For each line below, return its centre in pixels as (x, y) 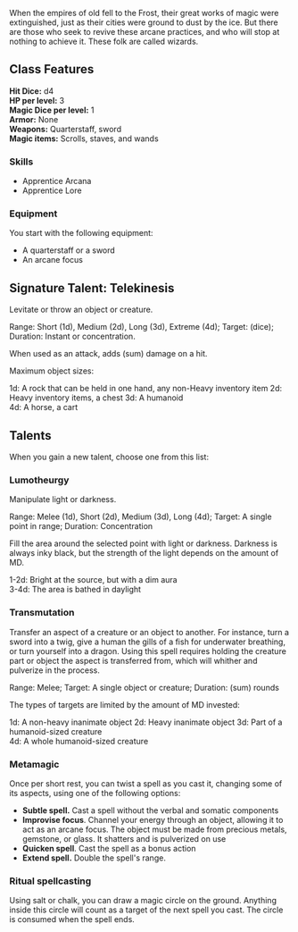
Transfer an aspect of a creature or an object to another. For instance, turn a (149, 632)
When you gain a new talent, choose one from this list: (109, 457)
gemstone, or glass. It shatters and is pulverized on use (124, 838)
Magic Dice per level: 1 (52, 110)
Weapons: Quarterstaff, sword (66, 129)
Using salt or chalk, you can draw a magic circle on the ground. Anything (143, 901)
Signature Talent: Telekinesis (92, 288)
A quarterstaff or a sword (69, 250)
